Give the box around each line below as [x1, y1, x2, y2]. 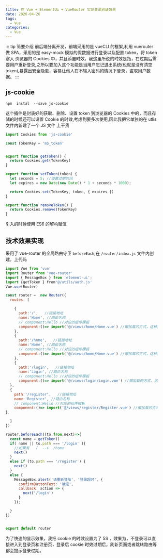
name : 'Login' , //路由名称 [18, 369, 68, 374]
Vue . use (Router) [5, 284, 38, 289]
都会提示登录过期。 [5, 547, 44, 553]
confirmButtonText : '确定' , [18, 481, 74, 487]
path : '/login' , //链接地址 [18, 365, 74, 370]
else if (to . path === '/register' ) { [10, 459, 86, 464]
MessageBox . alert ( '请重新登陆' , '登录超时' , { [14, 477, 103, 482]
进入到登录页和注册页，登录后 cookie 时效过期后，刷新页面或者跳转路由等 [9, 542, 157, 547]
